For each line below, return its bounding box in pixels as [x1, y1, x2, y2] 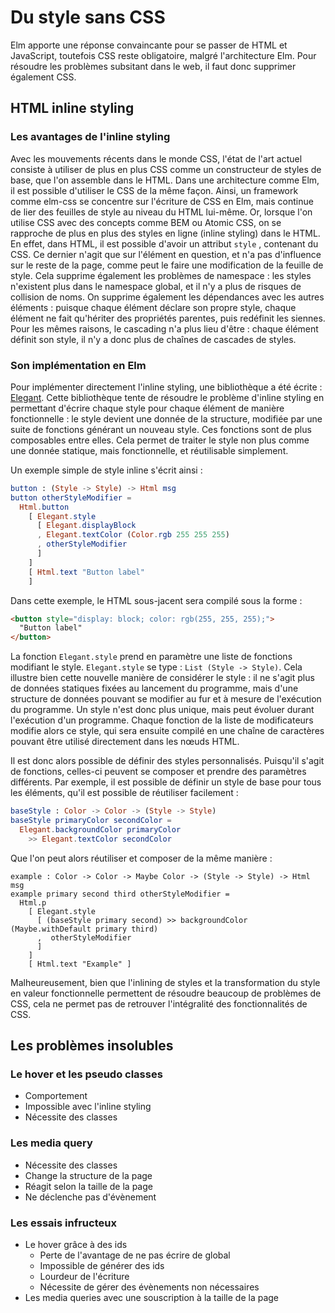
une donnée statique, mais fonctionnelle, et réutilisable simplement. [10, 444, 289, 456]
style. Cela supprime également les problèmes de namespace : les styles [10, 269, 312, 281]
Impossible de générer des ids [39, 1259, 165, 1271]
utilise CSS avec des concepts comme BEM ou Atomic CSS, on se [10, 216, 282, 228]
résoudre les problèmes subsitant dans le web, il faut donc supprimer [10, 60, 297, 72]
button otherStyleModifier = [10, 492, 132, 503]
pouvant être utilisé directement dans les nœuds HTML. [10, 736, 240, 748]
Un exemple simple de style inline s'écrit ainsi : [10, 464, 203, 476]
